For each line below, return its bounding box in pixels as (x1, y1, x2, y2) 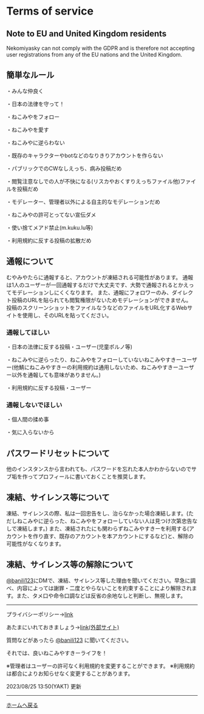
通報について (6, 256, 55, 267)
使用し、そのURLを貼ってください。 (22, 311, 112, 319)
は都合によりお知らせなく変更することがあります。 (6, 670, 134, 677)
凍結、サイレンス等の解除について (6, 560, 134, 570)
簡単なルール (6, 70, 55, 80)
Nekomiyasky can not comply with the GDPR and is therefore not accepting (6, 44, 195, 52)
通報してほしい (6, 328, 50, 336)
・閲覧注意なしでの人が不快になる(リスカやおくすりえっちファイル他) (6, 177, 180, 185)
